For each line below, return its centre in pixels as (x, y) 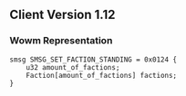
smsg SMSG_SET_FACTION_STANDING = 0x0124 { (93, 59)
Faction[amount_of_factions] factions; (102, 75)
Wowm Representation (61, 41)
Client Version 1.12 (62, 15)
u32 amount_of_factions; (73, 67)
